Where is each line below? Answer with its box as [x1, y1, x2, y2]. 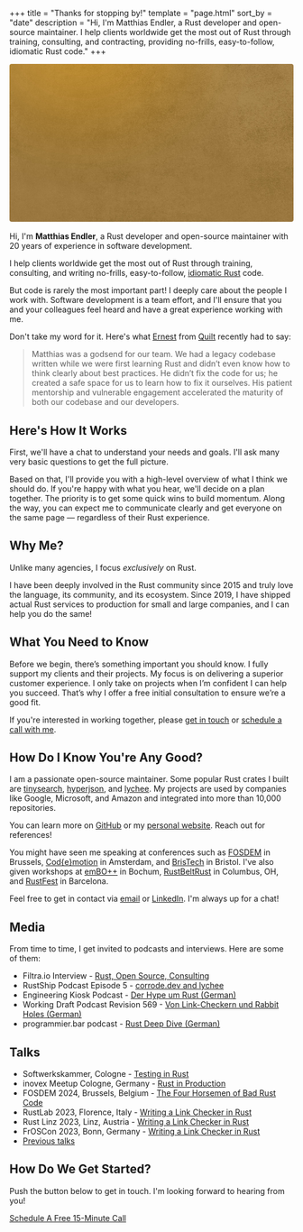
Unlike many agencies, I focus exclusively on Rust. [9, 562, 197, 573]
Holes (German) [22, 1009, 83, 1020]
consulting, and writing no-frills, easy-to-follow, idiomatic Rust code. [9, 268, 264, 279]
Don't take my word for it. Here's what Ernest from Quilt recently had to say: [9, 331, 291, 342]
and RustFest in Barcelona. [9, 876, 109, 887]
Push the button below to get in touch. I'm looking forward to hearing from [9, 1185, 286, 1196]
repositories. [9, 803, 57, 814]
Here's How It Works [9, 423, 128, 438]
